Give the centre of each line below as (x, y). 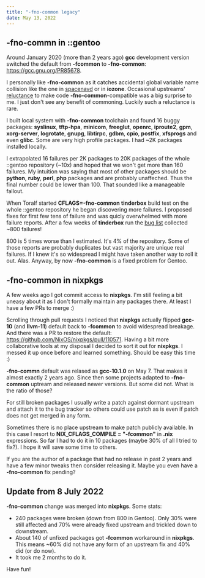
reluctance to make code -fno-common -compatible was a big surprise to (99, 95)
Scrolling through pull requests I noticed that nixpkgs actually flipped (93, 320)
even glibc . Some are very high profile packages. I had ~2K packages (94, 140)
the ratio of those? (29, 390)
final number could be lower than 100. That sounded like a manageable (96, 184)
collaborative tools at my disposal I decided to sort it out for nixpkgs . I (95, 346)
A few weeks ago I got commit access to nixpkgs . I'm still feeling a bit (94, 295)
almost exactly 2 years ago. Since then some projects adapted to (88, 378)
